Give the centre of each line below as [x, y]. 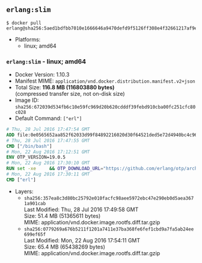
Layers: [24, 191]
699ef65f [35, 234]
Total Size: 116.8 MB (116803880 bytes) [65, 87]
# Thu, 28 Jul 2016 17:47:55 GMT [48, 141]
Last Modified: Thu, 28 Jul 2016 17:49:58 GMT [81, 209]
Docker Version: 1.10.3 [42, 75]
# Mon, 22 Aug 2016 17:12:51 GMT [48, 152]
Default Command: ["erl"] [48, 118]
